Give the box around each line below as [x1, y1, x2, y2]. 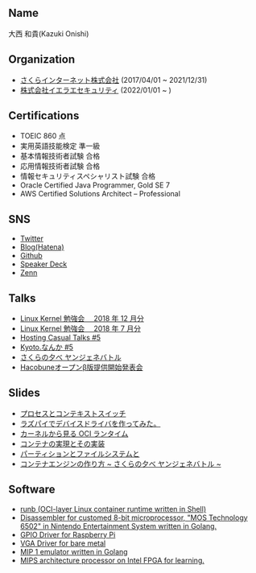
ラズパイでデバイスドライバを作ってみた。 [19, 418, 161, 428]
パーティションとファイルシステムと [19, 448, 140, 458]
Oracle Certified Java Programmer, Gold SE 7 [19, 180, 171, 190]
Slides [8, 386, 40, 400]
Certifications [8, 109, 80, 123]
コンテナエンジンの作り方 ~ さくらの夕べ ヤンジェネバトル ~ [19, 459, 221, 468]
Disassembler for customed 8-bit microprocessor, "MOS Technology [19, 513, 248, 522]
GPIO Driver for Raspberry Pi [19, 530, 116, 539]
